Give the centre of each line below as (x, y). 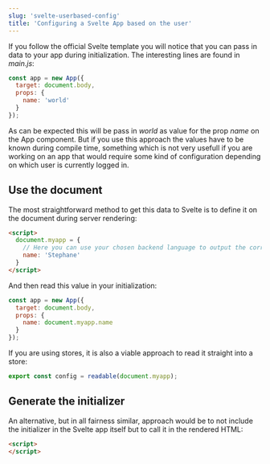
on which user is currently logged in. (69, 165)
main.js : (21, 63)
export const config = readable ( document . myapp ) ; (93, 376)
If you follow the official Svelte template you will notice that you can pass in (133, 46)
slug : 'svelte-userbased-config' (64, 16)
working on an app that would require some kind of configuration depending (135, 156)
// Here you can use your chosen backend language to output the (135, 248)
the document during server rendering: (73, 218)
